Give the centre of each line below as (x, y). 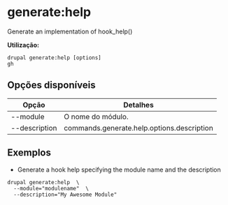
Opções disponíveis (51, 85)
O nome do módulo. (97, 116)
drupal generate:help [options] (54, 58)
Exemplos (29, 153)
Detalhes (138, 105)
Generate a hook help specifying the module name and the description (119, 169)
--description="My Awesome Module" (65, 195)
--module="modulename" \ (51, 188)
